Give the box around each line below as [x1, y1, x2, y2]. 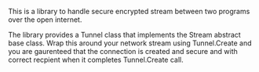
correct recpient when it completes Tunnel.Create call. [8, 55, 184, 64]
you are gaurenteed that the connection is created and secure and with [8, 47, 238, 56]
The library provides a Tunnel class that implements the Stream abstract [8, 31, 241, 39]
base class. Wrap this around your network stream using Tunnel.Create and [8, 38, 253, 48]
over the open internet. [8, 15, 82, 24]
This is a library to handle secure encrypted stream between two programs [8, 7, 250, 16]
